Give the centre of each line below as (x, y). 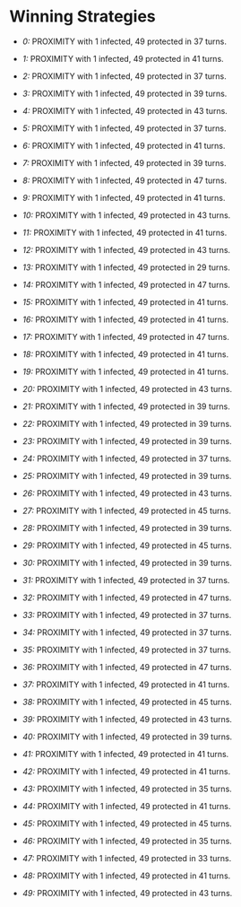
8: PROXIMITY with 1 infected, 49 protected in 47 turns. (125, 180)
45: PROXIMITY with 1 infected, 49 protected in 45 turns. (127, 824)
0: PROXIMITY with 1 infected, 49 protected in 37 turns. (124, 41)
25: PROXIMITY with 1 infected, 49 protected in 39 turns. (127, 475)
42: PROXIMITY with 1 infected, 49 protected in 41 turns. (126, 771)
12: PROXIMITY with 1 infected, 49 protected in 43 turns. (126, 249)
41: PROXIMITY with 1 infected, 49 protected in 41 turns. (125, 754)
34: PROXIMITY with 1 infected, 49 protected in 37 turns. (127, 632)
